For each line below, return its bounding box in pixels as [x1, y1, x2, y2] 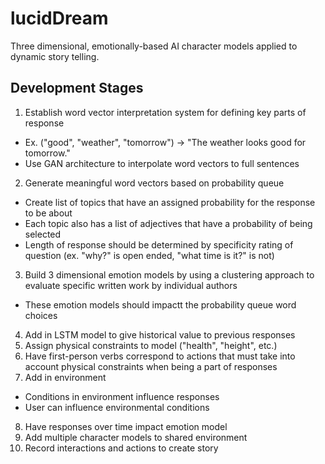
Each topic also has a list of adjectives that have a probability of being [24, 217, 313, 229]
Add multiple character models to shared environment [24, 431, 248, 443]
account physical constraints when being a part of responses [24, 360, 278, 372]
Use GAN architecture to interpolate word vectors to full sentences [24, 157, 300, 169]
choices [24, 309, 58, 321]
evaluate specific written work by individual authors [24, 279, 238, 291]
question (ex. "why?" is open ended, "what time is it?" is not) [24, 249, 275, 261]
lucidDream [10, 7, 109, 30]
